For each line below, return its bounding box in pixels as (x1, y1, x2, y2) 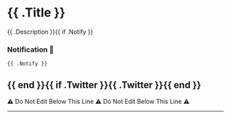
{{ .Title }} (7, 5, 66, 21)
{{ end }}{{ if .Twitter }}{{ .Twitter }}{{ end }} (7, 79, 201, 91)
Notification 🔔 (7, 45, 54, 54)
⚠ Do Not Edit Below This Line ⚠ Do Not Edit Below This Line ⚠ (7, 98, 190, 106)
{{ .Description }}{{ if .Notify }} (7, 28, 93, 36)
